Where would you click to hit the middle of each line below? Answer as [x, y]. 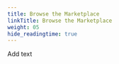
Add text [20, 54]
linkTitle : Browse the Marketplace [60, 21]
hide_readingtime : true [42, 34]
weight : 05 [23, 27]
